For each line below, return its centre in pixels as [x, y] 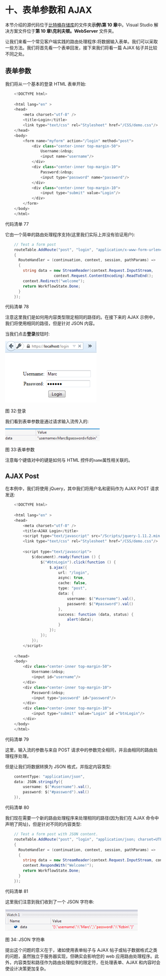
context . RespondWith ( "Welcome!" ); [58, 866]
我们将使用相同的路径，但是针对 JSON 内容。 [51, 323]
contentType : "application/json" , [49, 777]
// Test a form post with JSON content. [56, 834]
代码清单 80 [17, 808]
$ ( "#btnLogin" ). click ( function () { [78, 562]
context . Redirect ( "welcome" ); [54, 281]
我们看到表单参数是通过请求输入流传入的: [47, 422]
